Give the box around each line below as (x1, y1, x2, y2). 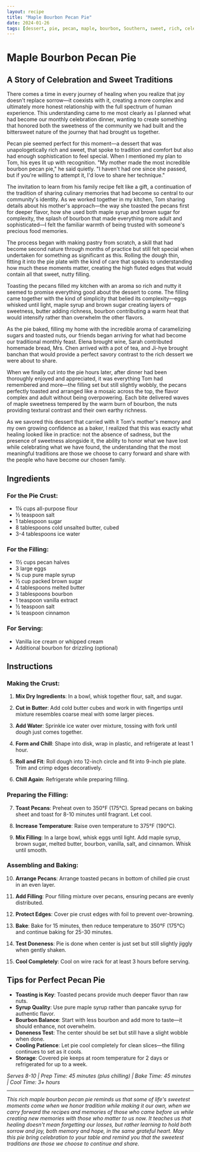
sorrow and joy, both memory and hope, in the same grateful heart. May (7, 1127, 184, 1134)
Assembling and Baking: (7, 861, 79, 870)
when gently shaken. (15, 946, 67, 954)
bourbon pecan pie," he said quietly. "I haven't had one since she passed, (7, 165, 187, 173)
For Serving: (7, 624, 43, 632)
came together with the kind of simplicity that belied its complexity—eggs (7, 295, 187, 302)
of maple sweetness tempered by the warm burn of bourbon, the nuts (7, 400, 177, 408)
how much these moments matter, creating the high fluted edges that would (7, 265, 192, 272)
